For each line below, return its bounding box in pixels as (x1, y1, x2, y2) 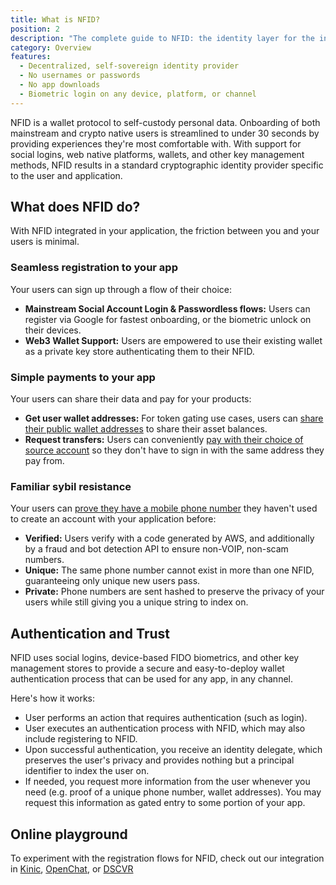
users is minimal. (10, 236, 80, 248)
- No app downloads (19, 80, 101, 90)
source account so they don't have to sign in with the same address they (24, 444, 325, 456)
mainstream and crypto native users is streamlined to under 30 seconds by (10, 127, 320, 139)
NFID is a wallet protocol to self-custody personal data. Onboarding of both (10, 116, 321, 128)
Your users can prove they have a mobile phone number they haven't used (10, 502, 318, 515)
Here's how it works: (10, 692, 96, 705)
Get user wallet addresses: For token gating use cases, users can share (24, 412, 324, 425)
